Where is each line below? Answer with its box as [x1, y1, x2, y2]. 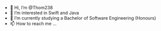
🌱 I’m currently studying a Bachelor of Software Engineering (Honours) [10, 15, 156, 21]
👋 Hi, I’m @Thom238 [10, 5, 53, 10]
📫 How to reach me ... [10, 21, 57, 27]
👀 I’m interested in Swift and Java [10, 10, 79, 16]
